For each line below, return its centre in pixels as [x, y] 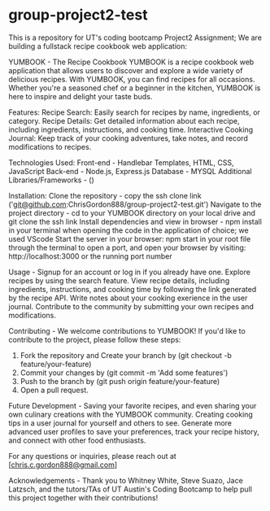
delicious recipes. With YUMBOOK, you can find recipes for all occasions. [132, 79]
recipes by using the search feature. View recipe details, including [119, 280]
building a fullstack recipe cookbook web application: [98, 46]
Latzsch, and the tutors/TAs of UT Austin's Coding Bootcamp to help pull [130, 489]
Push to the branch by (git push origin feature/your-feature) [120, 381]
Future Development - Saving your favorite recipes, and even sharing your [133, 405]
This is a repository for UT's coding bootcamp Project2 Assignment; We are [135, 37]
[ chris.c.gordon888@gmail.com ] [63, 465]
